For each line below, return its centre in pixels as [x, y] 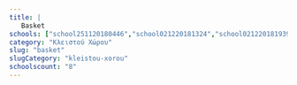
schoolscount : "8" [43, 67]
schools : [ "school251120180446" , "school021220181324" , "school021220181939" [152, 34]
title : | [25, 17]
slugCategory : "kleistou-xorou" [69, 58]
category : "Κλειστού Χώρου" [61, 42]
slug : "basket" [37, 50]
